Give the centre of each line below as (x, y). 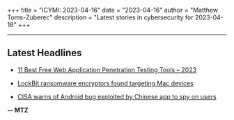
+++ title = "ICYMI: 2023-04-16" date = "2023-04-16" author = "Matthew (112, 10)
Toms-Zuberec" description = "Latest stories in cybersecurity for (100, 17)
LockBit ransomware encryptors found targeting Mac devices (105, 83)
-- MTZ (18, 110)
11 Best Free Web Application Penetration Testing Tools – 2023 (107, 69)
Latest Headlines (45, 53)
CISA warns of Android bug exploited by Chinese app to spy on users (117, 96)
